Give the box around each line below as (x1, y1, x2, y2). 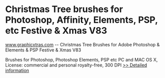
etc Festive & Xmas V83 (5, 25, 107, 36)
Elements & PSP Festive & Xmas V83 (5, 47, 82, 53)
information (5, 67, 29, 73)
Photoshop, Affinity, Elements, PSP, (5, 14, 158, 26)
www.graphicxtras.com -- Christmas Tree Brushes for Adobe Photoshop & (5, 41, 160, 47)
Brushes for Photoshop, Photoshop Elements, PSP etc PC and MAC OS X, (5, 56, 158, 62)
